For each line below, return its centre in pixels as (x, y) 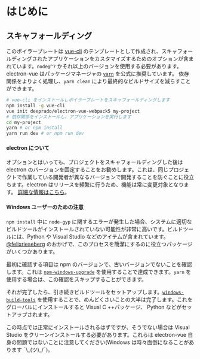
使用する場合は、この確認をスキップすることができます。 (77, 279)
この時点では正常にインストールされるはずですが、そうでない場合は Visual (98, 327)
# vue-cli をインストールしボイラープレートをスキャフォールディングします (88, 100)
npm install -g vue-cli (36, 105)
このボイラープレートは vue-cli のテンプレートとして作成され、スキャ (92, 51)
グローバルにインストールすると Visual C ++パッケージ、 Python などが (94, 307)
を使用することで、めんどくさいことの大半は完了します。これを (115, 299)
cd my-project (24, 122)
